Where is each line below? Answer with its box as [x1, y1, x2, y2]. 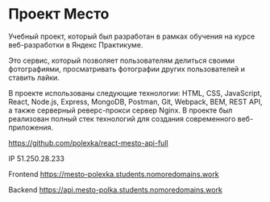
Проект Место [8, 5, 110, 23]
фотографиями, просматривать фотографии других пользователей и [8, 64, 246, 73]
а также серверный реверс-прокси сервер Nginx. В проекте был [8, 105, 233, 115]
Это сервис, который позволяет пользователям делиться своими [8, 56, 235, 65]
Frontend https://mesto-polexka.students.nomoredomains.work [8, 169, 219, 179]
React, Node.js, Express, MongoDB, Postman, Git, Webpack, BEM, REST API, [8, 97, 264, 106]
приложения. [8, 122, 54, 132]
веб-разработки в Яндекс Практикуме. [8, 39, 143, 49]
